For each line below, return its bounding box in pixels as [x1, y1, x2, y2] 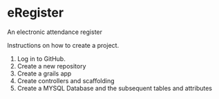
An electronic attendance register [7, 28, 102, 36]
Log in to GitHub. [17, 54, 66, 63]
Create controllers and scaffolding [17, 76, 115, 84]
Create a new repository [17, 62, 86, 70]
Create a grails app [17, 69, 72, 78]
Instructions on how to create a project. [7, 41, 120, 49]
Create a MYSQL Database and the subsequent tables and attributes [17, 84, 213, 92]
